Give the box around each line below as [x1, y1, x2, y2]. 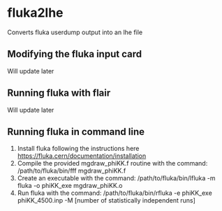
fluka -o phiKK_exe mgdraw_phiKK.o [17, 182, 123, 190]
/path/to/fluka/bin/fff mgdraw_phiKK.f [17, 166, 126, 175]
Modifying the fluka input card [7, 48, 142, 60]
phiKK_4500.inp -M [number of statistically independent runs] [17, 196, 195, 205]
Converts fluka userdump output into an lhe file [7, 28, 143, 36]
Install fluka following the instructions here [17, 145, 140, 153]
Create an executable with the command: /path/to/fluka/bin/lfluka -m [17, 174, 216, 182]
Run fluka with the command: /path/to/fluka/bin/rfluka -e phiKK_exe [17, 189, 213, 197]
